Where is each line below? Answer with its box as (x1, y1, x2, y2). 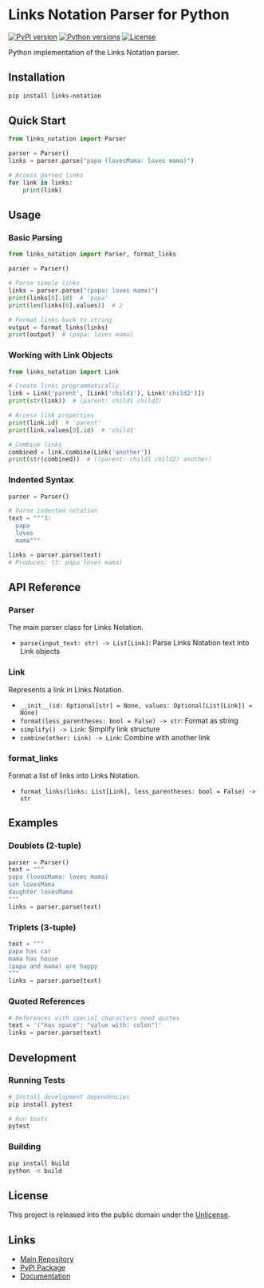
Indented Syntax (8, 474, 74, 485)
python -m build (8, 1167, 62, 1175)
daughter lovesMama (8, 888, 73, 896)
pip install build (8, 1159, 69, 1167)
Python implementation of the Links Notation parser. (8, 47, 179, 57)
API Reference (8, 581, 81, 594)
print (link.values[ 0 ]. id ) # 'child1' (8, 426, 137, 434)
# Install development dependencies (8, 1092, 130, 1101)
